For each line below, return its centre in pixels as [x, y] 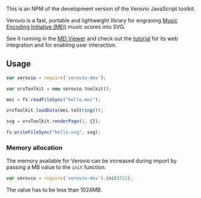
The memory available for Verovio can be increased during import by [92, 161]
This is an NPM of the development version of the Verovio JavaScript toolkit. [101, 9]
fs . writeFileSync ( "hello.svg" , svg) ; [54, 132]
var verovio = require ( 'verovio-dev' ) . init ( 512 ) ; [70, 178]
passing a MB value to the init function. [56, 167]
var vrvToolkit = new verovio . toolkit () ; [59, 89]
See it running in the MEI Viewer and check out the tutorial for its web [92, 38]
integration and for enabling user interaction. [62, 45]
